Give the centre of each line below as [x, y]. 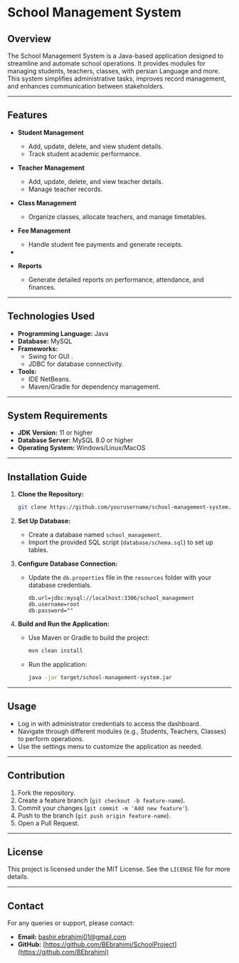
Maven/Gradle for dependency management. [94, 387]
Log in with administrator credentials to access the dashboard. [109, 723]
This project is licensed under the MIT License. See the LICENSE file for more [119, 869]
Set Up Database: [44, 521]
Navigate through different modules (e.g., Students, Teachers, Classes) [122, 731]
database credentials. [60, 585]
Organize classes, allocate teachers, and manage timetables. [117, 216]
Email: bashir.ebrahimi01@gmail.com [72, 937]
